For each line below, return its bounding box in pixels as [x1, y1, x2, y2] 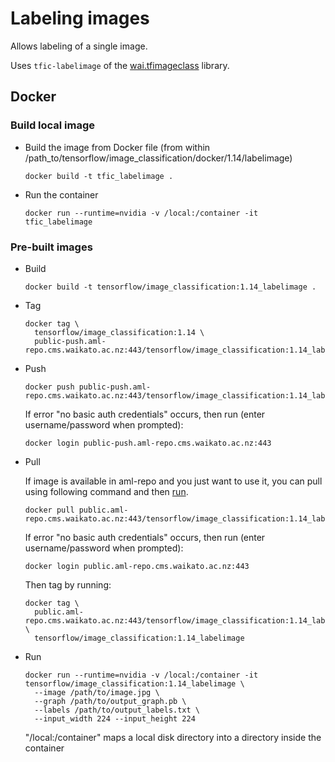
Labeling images [10, 7, 150, 30]
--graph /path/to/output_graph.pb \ [34, 696, 187, 706]
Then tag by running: [24, 578, 112, 591]
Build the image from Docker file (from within [24, 141, 211, 153]
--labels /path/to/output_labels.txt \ [34, 705, 200, 715]
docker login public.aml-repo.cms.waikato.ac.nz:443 [24, 561, 250, 571]
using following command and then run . [24, 485, 189, 497]
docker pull [24, 505, 75, 515]
